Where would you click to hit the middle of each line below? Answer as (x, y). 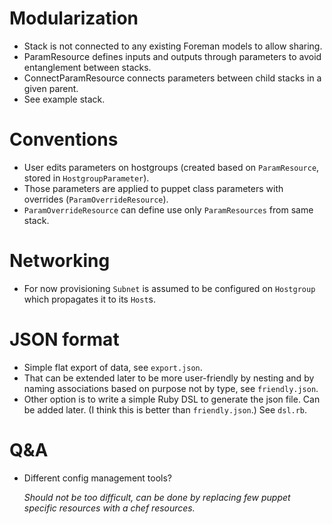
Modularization (74, 18)
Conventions (64, 139)
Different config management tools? (97, 478)
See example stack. (64, 99)
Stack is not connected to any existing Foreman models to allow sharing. (173, 46)
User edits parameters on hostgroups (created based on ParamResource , (171, 167)
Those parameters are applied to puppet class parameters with (153, 188)
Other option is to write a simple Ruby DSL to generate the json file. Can (172, 399)
